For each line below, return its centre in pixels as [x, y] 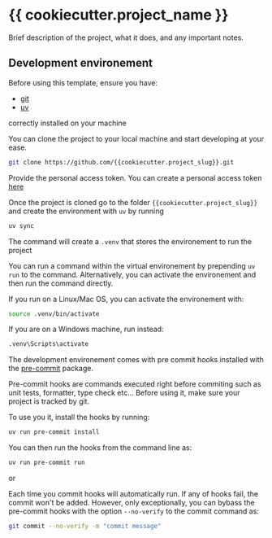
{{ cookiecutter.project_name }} [119, 15]
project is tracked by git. [49, 401]
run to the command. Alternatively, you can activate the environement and [132, 274]
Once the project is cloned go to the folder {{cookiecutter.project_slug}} [133, 202]
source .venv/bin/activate [54, 314]
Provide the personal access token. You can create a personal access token [135, 177]
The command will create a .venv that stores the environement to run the [130, 241]
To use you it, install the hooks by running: [79, 418]
